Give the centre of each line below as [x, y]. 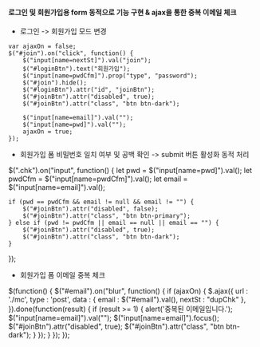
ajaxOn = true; [48, 132]
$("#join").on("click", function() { [71, 53]
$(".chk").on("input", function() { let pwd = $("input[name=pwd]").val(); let [130, 171]
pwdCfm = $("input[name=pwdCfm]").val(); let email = [98, 179]
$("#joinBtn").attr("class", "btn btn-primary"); [107, 216]
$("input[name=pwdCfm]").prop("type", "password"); [110, 76]
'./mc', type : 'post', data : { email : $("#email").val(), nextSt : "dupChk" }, [127, 300]
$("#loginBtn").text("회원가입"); [77, 69]
